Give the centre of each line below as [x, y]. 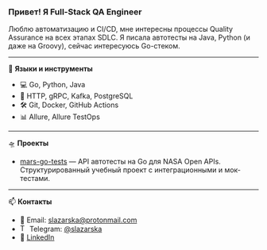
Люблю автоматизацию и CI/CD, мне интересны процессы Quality [120, 29]
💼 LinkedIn [37, 237]
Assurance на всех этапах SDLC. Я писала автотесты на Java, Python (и [129, 37]
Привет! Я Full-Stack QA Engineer [75, 12]
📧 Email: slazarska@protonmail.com [78, 220]
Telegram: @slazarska [66, 229]
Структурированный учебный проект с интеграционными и [121, 170]
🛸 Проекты [29, 143]
